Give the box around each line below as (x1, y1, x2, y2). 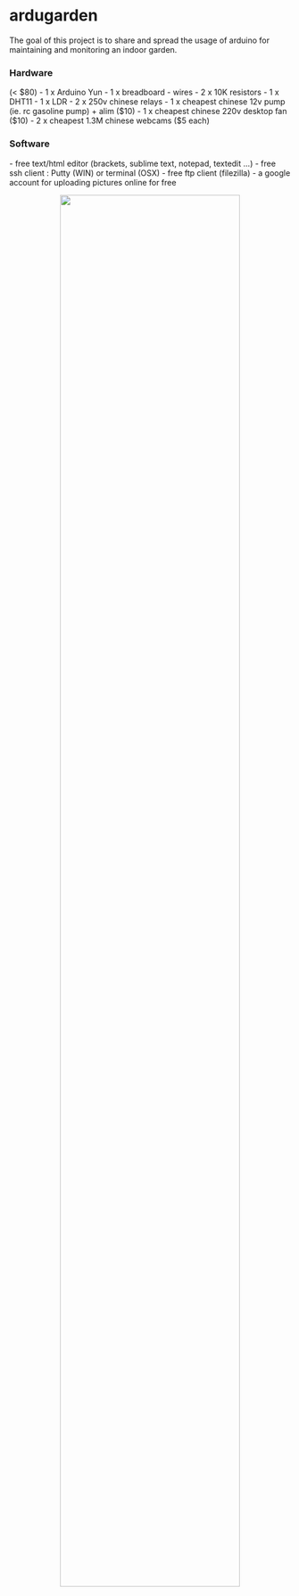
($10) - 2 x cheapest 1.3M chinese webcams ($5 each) (9, 115, 210, 126)
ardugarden (9, 5, 98, 26)
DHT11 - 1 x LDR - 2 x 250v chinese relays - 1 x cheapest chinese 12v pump (9, 96, 286, 107)
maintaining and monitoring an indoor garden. (9, 44, 178, 54)
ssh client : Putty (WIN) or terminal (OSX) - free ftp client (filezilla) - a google (9, 167, 291, 178)
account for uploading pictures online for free (9, 177, 177, 187)
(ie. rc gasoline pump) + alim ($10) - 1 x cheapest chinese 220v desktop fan (9, 106, 287, 117)
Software (9, 137, 51, 150)
